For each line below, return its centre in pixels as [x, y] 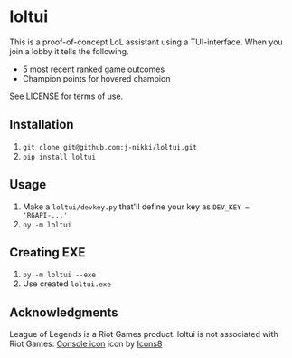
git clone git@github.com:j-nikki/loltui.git [109, 147]
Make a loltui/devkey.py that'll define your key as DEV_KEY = [136, 207]
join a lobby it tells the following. [69, 51]
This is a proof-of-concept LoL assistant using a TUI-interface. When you [146, 42]
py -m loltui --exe [59, 275]
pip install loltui [59, 157]
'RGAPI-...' [45, 215]
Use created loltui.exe [66, 284]
